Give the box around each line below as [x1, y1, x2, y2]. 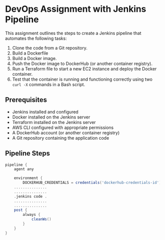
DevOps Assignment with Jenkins [5, 3, 146, 15]
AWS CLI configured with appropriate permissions [12, 124, 114, 130]
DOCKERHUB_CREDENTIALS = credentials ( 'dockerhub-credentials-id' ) [23, 180, 162, 185]
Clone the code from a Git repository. [12, 45, 87, 51]
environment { [14, 176, 43, 180]
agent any [14, 167, 34, 172]
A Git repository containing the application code [12, 135, 110, 141]
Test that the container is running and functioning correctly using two [12, 76, 153, 82]
